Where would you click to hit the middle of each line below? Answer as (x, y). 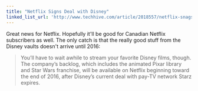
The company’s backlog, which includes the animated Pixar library (101, 64)
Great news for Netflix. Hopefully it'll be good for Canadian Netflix (86, 33)
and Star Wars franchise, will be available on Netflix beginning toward (105, 70)
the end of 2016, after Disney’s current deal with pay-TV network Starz (106, 76)
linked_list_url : (27, 17)
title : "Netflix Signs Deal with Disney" (58, 11)
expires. (30, 82)
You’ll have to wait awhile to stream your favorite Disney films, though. (106, 58)
